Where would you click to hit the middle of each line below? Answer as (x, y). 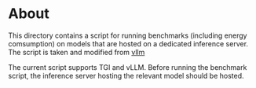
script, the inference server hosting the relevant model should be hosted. (126, 75)
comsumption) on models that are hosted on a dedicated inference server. (128, 43)
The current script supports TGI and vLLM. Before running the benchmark (128, 67)
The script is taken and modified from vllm (77, 52)
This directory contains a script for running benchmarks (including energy (128, 35)
